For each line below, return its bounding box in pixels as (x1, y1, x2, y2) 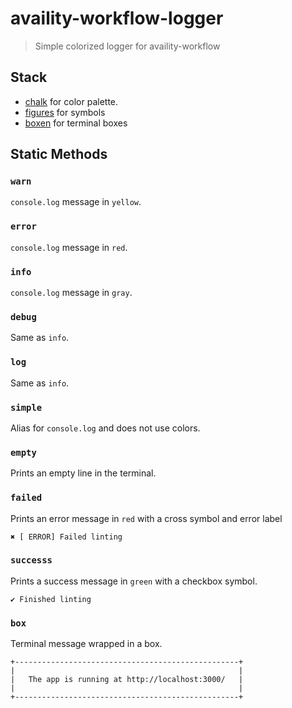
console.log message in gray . (10, 287, 133, 299)
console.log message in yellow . (10, 196, 142, 208)
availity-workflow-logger (10, 7, 224, 30)
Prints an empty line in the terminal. (10, 467, 157, 479)
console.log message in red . (10, 241, 128, 253)
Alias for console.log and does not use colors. (10, 422, 201, 434)
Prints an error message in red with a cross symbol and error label (10, 512, 283, 524)
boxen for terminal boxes (24, 117, 128, 129)
